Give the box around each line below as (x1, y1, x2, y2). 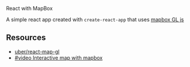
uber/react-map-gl (14, 48, 60, 55)
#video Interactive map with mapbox (14, 54, 103, 61)
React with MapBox (6, 5, 53, 12)
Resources (6, 33, 46, 43)
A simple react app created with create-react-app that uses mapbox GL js (6, 16, 184, 23)
